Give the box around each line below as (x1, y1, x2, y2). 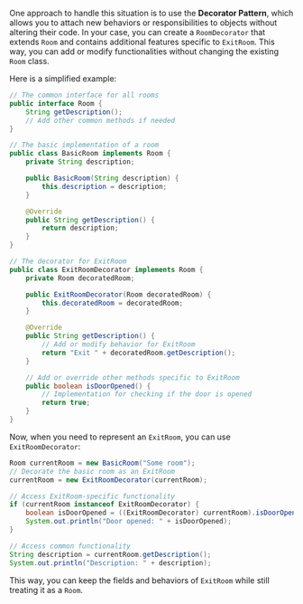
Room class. (9, 56, 50, 66)
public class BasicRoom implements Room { (9, 149, 171, 158)
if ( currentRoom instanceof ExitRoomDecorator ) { (9, 500, 200, 509)
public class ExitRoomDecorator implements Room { (9, 265, 204, 274)
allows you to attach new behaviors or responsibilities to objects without (9, 17, 278, 28)
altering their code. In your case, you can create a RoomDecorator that (9, 27, 266, 37)
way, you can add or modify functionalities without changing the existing (9, 46, 280, 57)
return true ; (41, 398, 91, 408)
